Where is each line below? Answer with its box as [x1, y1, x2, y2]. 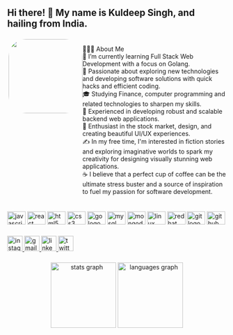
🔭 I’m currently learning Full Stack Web [82, 52, 193, 61]
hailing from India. [7, 18, 88, 30]
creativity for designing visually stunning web [82, 155, 213, 163]
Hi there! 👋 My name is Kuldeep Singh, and [7, 7, 195, 19]
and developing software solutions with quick [82, 75, 213, 83]
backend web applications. [82, 114, 160, 123]
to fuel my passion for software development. [82, 188, 213, 196]
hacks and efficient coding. [82, 82, 161, 91]
